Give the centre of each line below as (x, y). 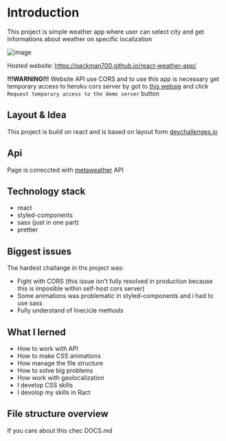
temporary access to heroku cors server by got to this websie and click (108, 86)
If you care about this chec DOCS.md (60, 430)
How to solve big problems (55, 370)
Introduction (43, 13)
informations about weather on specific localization (80, 38)
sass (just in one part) (48, 223)
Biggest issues (39, 251)
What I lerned (37, 332)
